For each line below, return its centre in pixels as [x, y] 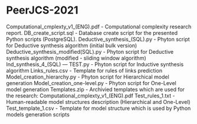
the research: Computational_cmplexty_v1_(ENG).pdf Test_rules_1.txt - [91, 96]
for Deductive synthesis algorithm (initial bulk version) [72, 45]
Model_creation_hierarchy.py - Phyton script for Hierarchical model [88, 77]
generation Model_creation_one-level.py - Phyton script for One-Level [91, 83]
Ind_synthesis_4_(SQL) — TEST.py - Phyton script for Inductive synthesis [95, 64]
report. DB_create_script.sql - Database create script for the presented [92, 32]
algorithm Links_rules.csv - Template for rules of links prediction [84, 70]
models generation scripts [38, 114]
